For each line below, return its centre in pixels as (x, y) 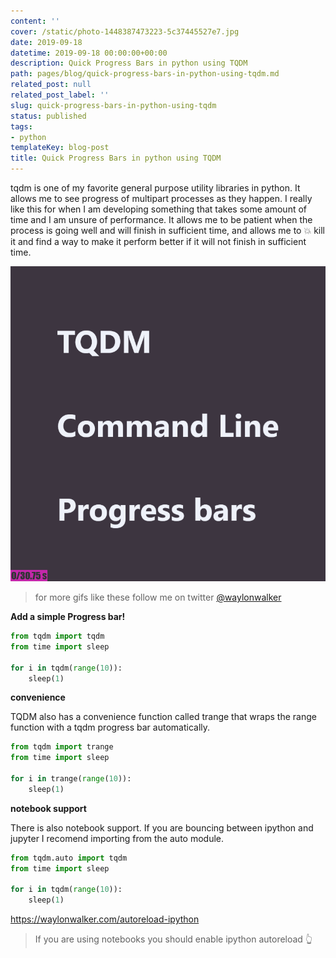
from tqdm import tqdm (57, 636)
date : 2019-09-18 (46, 42)
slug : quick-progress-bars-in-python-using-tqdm (113, 105)
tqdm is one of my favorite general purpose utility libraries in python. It (155, 188)
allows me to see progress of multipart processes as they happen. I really (161, 198)
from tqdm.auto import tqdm (69, 858)
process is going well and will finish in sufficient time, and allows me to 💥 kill (167, 230)
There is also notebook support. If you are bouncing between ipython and (162, 827)
